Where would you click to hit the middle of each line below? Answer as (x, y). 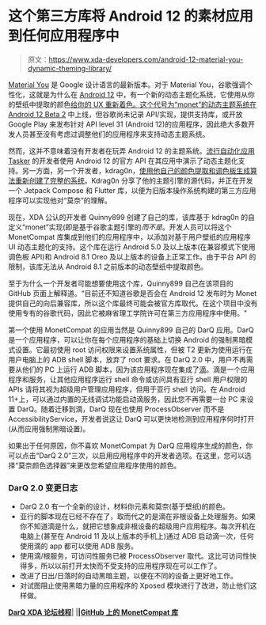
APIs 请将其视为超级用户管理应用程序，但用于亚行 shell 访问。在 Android (127, 389)
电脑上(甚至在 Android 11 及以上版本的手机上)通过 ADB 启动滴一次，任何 (137, 536)
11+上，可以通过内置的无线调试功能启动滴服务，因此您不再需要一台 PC (123, 399)
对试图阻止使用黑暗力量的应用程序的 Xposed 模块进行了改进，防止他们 (135, 585)
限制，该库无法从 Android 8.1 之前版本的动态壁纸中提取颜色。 (108, 267)
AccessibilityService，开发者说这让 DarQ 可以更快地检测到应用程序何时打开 (131, 419)
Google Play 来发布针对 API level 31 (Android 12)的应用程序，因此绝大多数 (128, 124)
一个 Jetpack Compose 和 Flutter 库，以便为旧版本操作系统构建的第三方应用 (132, 190)
